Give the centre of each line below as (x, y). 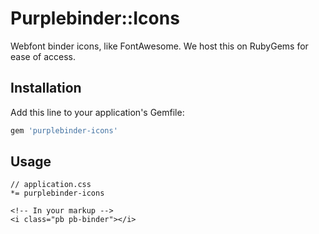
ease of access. (43, 56)
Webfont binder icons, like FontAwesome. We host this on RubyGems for (159, 46)
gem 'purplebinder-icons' (64, 130)
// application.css (51, 185)
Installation (46, 88)
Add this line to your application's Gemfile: (97, 112)
